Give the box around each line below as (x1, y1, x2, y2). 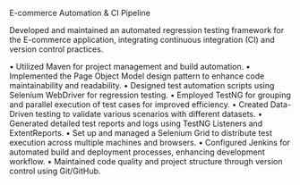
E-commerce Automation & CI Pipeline (9, 8, 150, 18)
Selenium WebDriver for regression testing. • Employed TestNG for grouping (9, 89, 291, 100)
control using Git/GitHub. (9, 165, 101, 176)
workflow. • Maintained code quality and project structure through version (9, 156, 283, 166)
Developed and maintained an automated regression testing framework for (9, 25, 285, 35)
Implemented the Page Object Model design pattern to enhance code (9, 71, 265, 81)
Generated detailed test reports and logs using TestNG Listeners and (9, 118, 263, 129)
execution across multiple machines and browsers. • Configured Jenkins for (9, 138, 291, 147)
